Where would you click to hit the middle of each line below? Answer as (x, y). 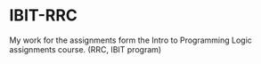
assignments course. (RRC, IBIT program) (86, 49)
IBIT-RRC (44, 16)
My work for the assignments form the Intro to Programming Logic (130, 40)
